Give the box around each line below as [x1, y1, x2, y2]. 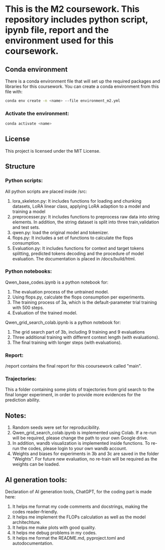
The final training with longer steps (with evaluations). [12, 339, 122, 345]
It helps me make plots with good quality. [12, 525, 96, 531]
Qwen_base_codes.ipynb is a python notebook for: [5, 279, 109, 285]
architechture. [12, 519, 41, 525]
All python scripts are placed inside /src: [5, 188, 87, 194]
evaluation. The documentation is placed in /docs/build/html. [12, 255, 136, 261]
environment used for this [5, 35, 114, 46]
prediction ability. [5, 397, 41, 403]
